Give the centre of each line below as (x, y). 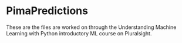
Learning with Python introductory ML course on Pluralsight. (79, 33)
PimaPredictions (47, 11)
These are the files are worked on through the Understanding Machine (91, 27)
